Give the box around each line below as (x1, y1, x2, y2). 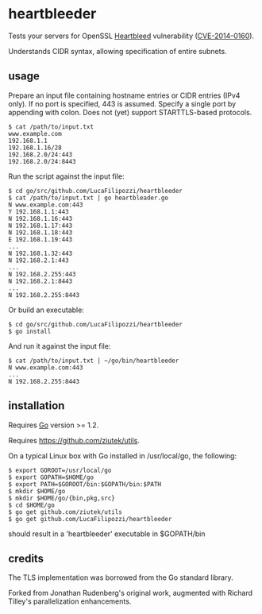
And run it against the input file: (8, 341, 111, 350)
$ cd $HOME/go (8, 501, 56, 509)
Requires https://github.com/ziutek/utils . (8, 435, 141, 445)
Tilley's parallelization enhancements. (8, 597, 132, 606)
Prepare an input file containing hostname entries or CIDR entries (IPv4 (8, 91, 241, 100)
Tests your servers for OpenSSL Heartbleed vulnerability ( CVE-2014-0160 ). (8, 31, 255, 41)
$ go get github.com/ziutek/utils (8, 508, 123, 516)
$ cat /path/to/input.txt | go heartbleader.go (8, 194, 169, 202)
